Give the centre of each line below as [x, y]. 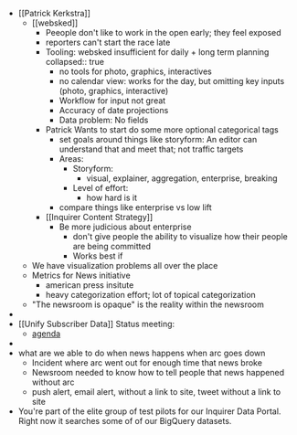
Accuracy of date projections [114, 110]
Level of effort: [101, 188]
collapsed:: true [75, 62]
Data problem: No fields [104, 120]
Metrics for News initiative [81, 275]
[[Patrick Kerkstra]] [54, 13]
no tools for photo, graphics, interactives [136, 71]
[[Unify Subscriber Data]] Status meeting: [96, 324]
